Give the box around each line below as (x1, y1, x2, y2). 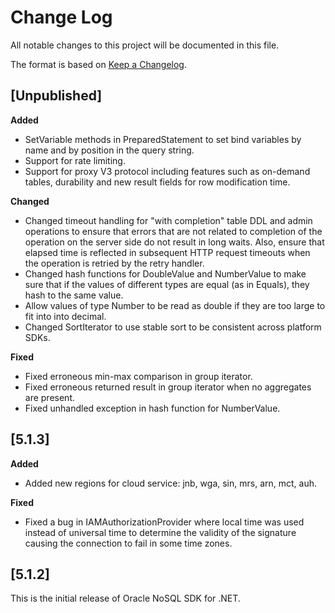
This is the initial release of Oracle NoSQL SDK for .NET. (10, 592, 241, 605)
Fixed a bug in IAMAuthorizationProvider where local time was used (24, 516, 305, 528)
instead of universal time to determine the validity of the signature (24, 526, 297, 538)
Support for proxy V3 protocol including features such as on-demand (24, 165, 311, 177)
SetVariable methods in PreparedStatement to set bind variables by (24, 133, 302, 145)
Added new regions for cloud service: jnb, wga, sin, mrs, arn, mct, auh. (24, 477, 317, 489)
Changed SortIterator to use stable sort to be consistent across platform (24, 321, 322, 333)
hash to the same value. (24, 289, 124, 301)
